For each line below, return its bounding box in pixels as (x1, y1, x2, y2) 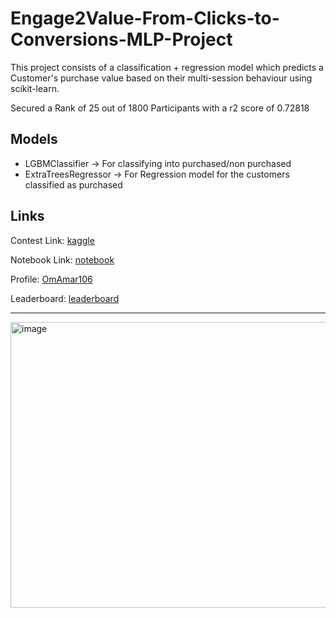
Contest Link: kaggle (10, 234, 95, 246)
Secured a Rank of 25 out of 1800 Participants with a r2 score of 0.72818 (10, 102, 310, 114)
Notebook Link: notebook (10, 253, 115, 266)
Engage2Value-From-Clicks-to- (10, 7, 280, 30)
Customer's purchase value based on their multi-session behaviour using (10, 72, 313, 84)
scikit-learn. (10, 82, 60, 94)
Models (10, 131, 58, 148)
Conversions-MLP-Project (10, 28, 233, 51)
